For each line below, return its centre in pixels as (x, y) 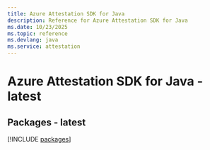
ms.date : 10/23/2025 (38, 27)
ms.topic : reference (38, 33)
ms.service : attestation (44, 46)
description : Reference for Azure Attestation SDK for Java (98, 20)
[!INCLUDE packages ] (39, 139)
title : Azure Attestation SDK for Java (66, 14)
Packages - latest (47, 122)
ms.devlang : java (33, 40)
